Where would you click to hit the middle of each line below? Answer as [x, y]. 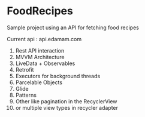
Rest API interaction [40, 50]
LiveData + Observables [45, 63]
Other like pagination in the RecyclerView [66, 101]
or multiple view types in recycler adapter [67, 107]
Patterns [26, 95]
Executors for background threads [58, 76]
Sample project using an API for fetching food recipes [73, 27]
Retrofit [25, 69]
